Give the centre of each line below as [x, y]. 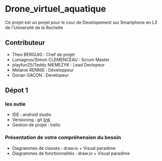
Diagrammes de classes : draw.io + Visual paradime [64, 148]
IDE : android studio [32, 114]
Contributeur [25, 43]
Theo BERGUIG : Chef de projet [43, 54]
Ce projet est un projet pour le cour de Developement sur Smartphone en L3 [81, 22]
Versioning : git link [31, 120]
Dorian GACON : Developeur [40, 75]
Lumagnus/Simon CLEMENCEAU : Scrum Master [61, 60]
